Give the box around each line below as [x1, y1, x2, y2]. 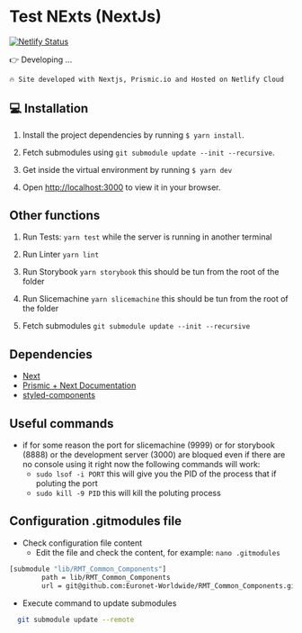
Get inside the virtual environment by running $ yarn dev [22, 164, 233, 175]
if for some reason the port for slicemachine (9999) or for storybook [22, 439, 276, 451]
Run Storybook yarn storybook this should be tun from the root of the [22, 267, 280, 277]
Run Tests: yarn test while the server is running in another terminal [22, 231, 272, 242]
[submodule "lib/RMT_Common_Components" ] [9, 565, 167, 574]
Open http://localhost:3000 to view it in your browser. [22, 182, 222, 193]
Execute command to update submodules [22, 597, 177, 609]
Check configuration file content [22, 538, 143, 548]
